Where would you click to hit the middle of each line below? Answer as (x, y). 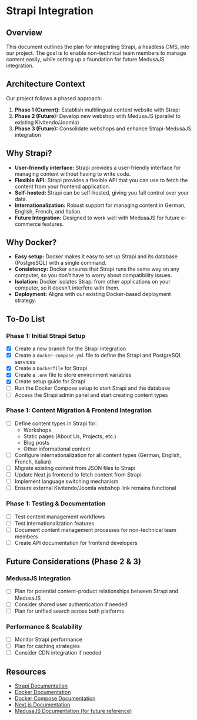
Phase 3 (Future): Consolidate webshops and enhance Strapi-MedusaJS (103, 129)
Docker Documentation (43, 692)
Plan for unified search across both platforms (69, 611)
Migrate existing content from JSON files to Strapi (75, 468)
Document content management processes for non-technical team (95, 530)
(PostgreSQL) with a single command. (61, 263)
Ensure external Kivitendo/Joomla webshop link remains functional (95, 488)
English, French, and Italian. (48, 211)
